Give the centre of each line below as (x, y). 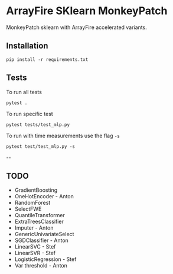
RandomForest (32, 203)
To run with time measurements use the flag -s (63, 136)
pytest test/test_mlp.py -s (41, 146)
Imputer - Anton (34, 228)
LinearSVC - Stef (35, 247)
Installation (27, 46)
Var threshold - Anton (41, 266)
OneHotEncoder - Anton (44, 196)
